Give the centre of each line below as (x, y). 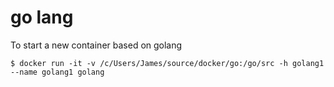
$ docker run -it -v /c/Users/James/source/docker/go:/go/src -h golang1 (167, 63)
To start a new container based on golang (96, 45)
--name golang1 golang (57, 72)
